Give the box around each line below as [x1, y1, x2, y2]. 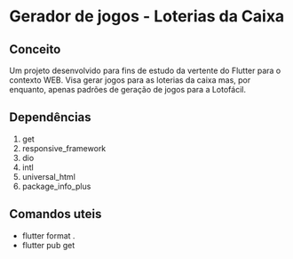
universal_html [21, 171, 75, 182]
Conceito [9, 42, 61, 57]
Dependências [9, 109, 91, 125]
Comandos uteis [9, 206, 102, 222]
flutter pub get [21, 239, 75, 250]
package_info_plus [21, 181, 91, 191]
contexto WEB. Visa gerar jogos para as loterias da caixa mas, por [9, 75, 251, 85]
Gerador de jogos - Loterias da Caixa [9, 6, 285, 27]
